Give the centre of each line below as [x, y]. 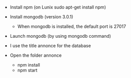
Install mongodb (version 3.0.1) [41, 17]
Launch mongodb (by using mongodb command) [60, 36]
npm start [27, 70]
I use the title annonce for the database [50, 46]
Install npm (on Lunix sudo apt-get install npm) [58, 7]
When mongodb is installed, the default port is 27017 [72, 26]
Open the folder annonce [36, 55]
